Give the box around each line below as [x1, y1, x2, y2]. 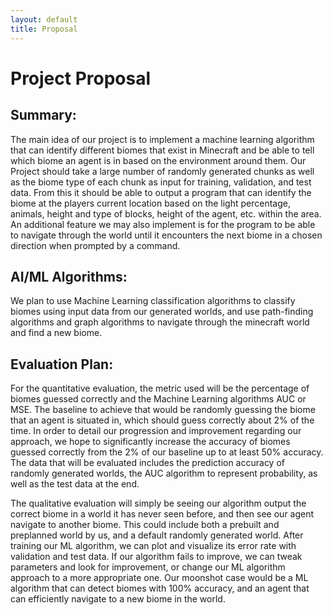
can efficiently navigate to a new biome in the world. [10, 593, 226, 605]
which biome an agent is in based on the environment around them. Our [10, 154, 307, 166]
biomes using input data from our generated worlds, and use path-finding [10, 306, 314, 318]
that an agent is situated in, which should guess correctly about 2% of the [10, 414, 315, 426]
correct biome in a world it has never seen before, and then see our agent [10, 508, 315, 520]
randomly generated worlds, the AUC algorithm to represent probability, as [10, 467, 318, 480]
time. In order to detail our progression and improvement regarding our [10, 425, 302, 437]
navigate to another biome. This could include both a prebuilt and [10, 519, 280, 531]
